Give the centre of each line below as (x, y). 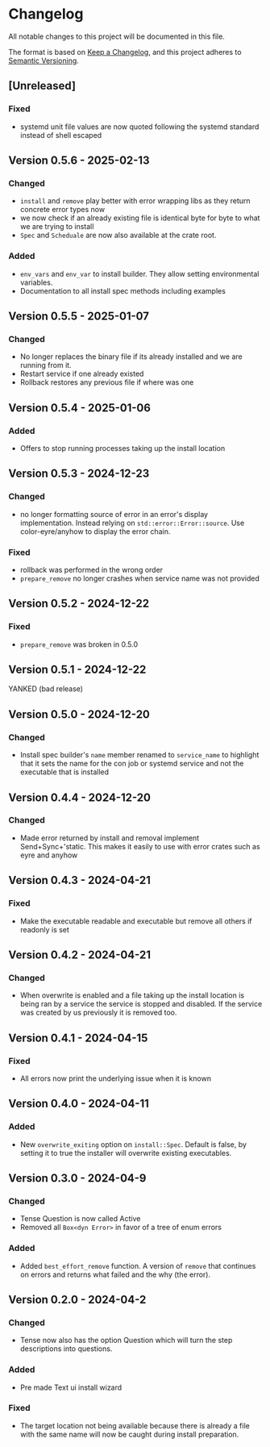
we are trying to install (57, 227)
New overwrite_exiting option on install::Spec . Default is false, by (133, 1144)
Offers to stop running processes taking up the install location (123, 448)
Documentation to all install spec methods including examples (123, 290)
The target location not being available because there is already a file (135, 1425)
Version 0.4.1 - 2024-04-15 (78, 1038)
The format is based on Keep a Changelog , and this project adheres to (125, 52)
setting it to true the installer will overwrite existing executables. (126, 1153)
